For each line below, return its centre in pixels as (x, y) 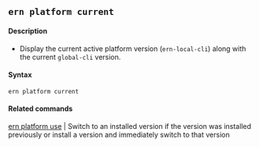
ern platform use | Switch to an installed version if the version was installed (130, 126)
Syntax (20, 75)
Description (28, 31)
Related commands (41, 108)
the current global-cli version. (70, 57)
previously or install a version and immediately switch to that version (119, 134)
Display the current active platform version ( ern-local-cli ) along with (133, 48)
